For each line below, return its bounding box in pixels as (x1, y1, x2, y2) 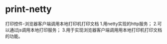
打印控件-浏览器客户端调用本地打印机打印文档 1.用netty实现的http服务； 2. (5, 20, 158, 26)
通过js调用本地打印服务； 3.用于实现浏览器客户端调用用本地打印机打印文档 (9, 26, 163, 33)
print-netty (5, 3, 52, 15)
